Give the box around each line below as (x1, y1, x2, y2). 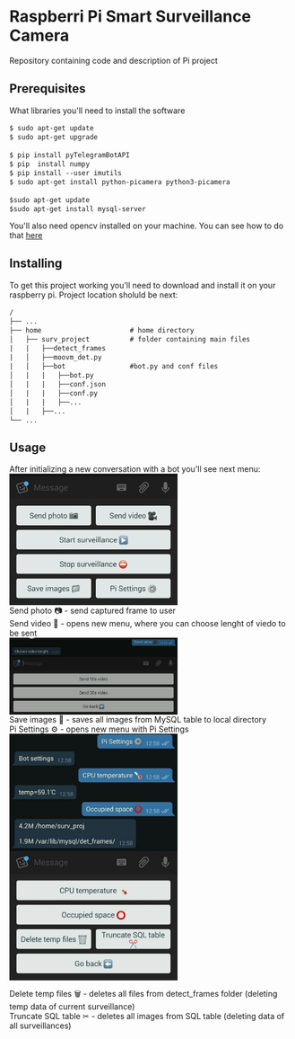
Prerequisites (9, 81, 86, 96)
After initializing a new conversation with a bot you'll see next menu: (9, 464, 261, 475)
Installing (9, 256, 63, 271)
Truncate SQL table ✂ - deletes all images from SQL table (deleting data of (9, 1010, 285, 1021)
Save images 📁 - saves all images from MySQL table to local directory (9, 714, 267, 724)
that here (9, 229, 43, 240)
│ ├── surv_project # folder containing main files (9, 334, 251, 343)
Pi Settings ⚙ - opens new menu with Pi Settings (9, 724, 190, 734)
